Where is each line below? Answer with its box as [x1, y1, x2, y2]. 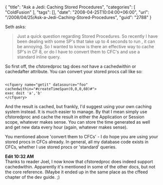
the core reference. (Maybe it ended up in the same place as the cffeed [5, 169, 148, 175]
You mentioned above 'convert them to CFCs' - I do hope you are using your [5, 134, 158, 139]
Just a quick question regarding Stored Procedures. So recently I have [17, 34, 158, 39]
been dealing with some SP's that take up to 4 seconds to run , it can [17, 38, 156, 44]
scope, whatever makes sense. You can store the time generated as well [5, 119, 150, 125]
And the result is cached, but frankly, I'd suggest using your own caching [5, 104, 152, 109]
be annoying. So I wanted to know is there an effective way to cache [17, 44, 154, 49]
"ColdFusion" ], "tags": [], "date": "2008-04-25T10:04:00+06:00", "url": [5, 9, 149, 15]
